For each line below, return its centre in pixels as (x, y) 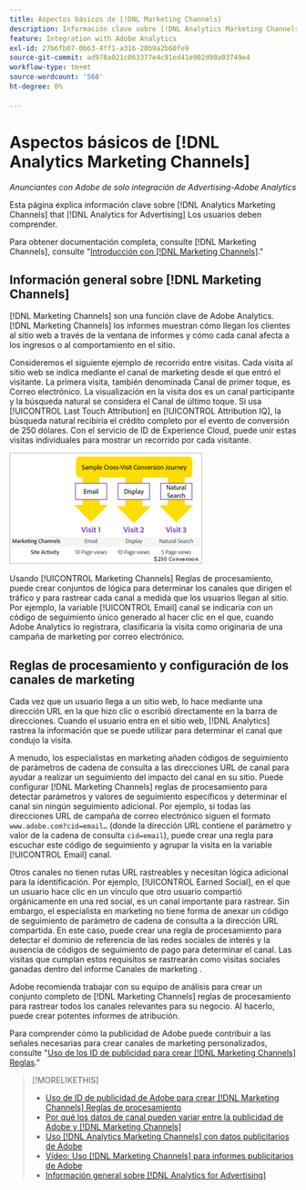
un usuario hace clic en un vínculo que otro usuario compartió (126, 892)
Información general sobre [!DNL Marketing (136, 279)
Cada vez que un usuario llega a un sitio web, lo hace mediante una (136, 702)
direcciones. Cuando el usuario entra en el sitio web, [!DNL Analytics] (140, 721)
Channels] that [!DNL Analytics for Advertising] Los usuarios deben (136, 214)
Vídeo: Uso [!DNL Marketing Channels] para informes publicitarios (169, 1156)
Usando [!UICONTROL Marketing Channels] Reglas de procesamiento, (141, 579)
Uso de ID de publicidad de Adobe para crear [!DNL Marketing (162, 1098)
